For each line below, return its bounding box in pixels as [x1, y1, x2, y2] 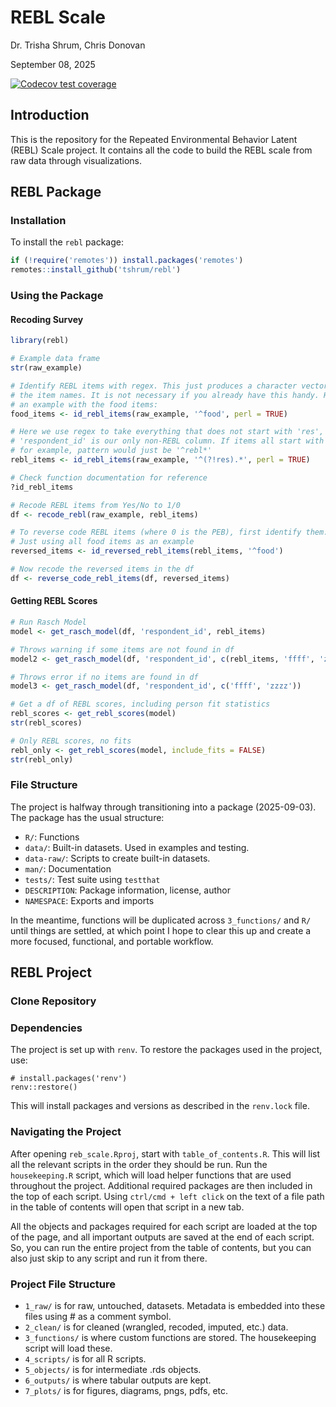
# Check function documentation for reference [10, 472, 208, 483]
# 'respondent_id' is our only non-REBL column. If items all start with [10, 436, 325, 446]
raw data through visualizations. [10, 154, 142, 166]
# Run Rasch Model [10, 617, 87, 628]
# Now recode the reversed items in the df [10, 564, 195, 575]
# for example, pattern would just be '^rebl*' [10, 446, 213, 456]
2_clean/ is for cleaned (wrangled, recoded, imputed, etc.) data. [24, 1321, 289, 1333]
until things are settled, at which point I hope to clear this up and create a [10, 924, 312, 936]
